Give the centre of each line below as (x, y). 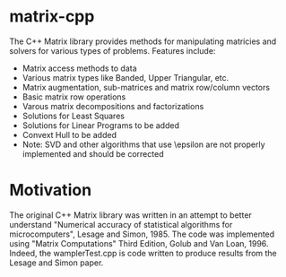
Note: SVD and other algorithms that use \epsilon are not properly (144, 144)
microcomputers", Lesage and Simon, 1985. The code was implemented (142, 234)
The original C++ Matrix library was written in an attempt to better (131, 215)
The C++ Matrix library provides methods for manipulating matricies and (143, 41)
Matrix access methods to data (79, 68)
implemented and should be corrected (93, 153)
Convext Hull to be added (69, 134)
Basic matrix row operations (74, 97)
